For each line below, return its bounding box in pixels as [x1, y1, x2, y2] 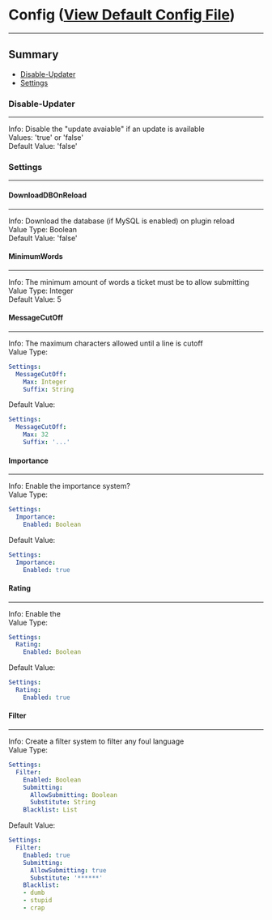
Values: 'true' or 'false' [8, 133, 83, 142]
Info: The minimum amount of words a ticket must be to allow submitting [8, 277, 249, 286]
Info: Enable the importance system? [8, 481, 131, 491]
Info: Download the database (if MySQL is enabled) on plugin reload [8, 216, 235, 226]
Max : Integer [23, 378, 67, 386]
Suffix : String [23, 385, 74, 393]
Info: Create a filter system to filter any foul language [8, 736, 185, 746]
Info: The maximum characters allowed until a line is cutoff [8, 338, 204, 348]
